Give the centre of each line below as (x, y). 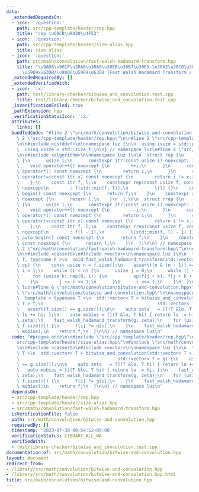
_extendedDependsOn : (37, 17)
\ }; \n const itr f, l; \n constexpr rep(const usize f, (99, 183)
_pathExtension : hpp (37, 111)
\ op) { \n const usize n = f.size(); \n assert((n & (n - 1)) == (106, 265)
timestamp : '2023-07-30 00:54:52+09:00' (62, 430)
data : (13, 12)
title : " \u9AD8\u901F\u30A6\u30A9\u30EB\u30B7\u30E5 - (84, 67)
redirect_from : (25, 464)
